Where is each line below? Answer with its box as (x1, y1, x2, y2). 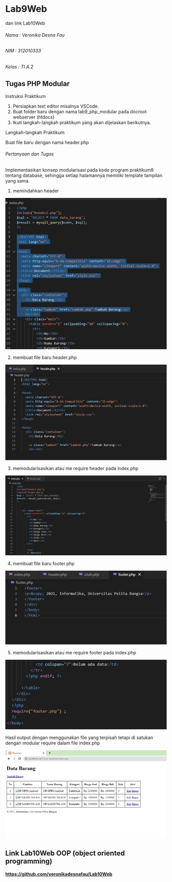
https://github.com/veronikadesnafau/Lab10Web (5, 871, 113, 877)
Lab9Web (5, 3, 47, 15)
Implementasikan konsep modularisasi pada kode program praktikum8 (5, 167, 154, 173)
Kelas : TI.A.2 (5, 64, 34, 70)
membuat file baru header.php (12, 354, 77, 360)
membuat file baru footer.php (12, 560, 75, 567)
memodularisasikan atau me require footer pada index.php (12, 650, 137, 656)
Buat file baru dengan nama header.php (5, 139, 89, 145)
